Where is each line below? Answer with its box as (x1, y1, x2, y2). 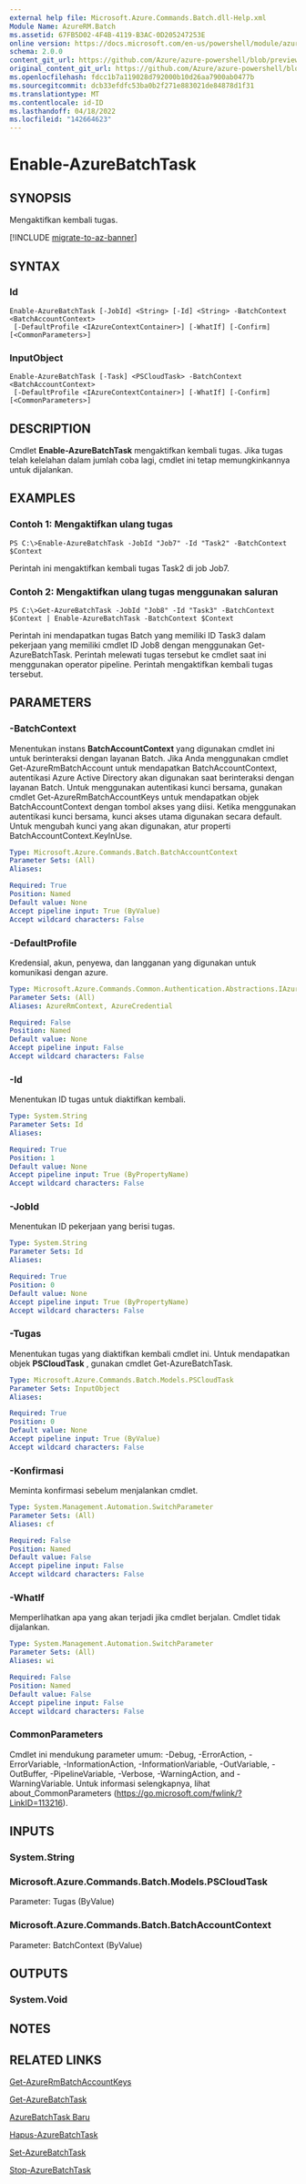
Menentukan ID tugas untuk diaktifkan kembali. (9, 1094, 187, 1105)
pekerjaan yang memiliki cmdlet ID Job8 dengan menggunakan (9, 639, 247, 650)
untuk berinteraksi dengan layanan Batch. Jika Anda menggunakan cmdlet (9, 752, 289, 763)
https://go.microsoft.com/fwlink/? (117, 1787, 243, 1799)
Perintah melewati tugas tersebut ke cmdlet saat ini (74, 648, 267, 660)
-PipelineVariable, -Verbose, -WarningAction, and (49, 1768, 235, 1779)
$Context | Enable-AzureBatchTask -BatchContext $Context (9, 614, 234, 623)
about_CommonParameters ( (9, 1787, 117, 1799)
